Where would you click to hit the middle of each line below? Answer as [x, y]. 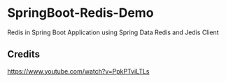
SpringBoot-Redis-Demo [80, 13]
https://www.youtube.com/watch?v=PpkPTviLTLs [78, 71]
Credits [24, 54]
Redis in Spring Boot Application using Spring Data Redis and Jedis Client [113, 32]
